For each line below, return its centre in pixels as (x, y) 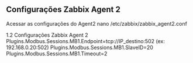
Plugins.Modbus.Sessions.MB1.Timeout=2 (57, 53)
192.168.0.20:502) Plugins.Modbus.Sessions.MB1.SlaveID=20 (80, 47)
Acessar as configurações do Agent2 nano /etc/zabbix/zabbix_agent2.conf (96, 23)
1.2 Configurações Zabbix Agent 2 (47, 35)
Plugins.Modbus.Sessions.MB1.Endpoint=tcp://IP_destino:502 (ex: (85, 41)
